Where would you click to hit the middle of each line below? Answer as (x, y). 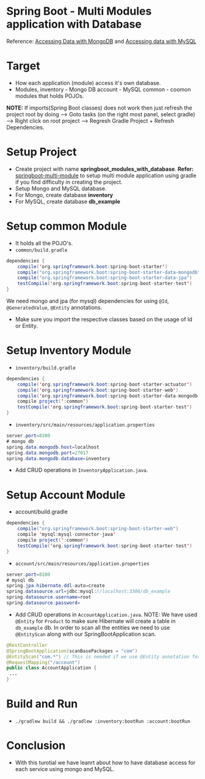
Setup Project (42, 152)
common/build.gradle (41, 250)
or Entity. (27, 326)
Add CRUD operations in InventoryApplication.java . (81, 470)
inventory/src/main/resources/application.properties (85, 425)
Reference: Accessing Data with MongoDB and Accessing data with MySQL (102, 41)
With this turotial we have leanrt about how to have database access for (105, 762)
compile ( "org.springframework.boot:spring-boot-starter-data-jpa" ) (105, 278)
